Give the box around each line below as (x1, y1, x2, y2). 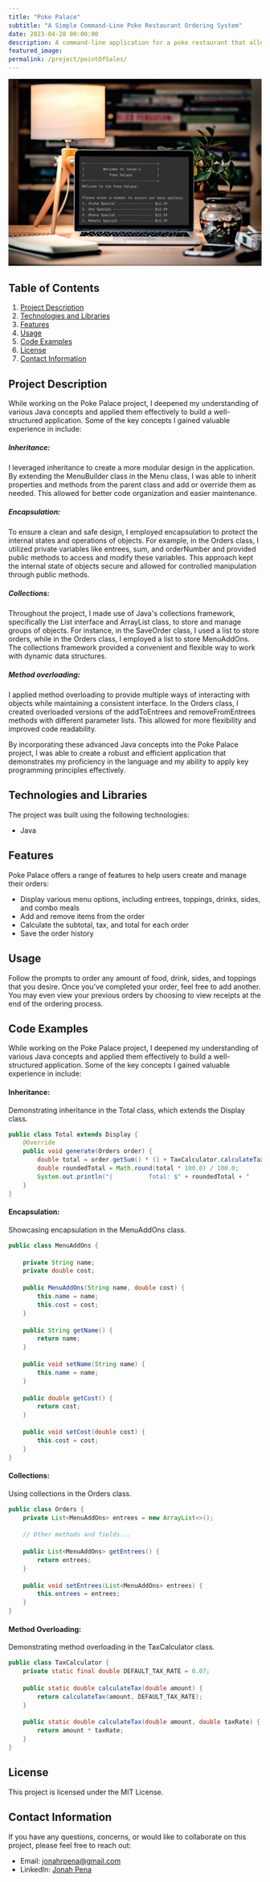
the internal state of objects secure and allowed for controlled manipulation (8, 561, 257, 571)
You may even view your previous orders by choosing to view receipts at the (8, 990, 261, 1000)
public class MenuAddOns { (8, 1241, 99, 1249)
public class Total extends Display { (8, 1130, 138, 1138)
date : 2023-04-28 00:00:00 (8, 30, 99, 38)
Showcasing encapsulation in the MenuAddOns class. (8, 1224, 186, 1234)
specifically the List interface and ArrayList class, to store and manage (8, 617, 242, 627)
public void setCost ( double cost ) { (22, 1428, 146, 1436)
